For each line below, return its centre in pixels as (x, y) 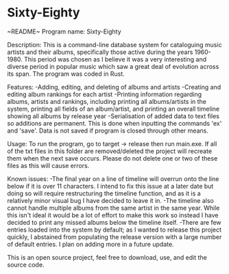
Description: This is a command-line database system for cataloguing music (114, 44)
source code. (26, 264)
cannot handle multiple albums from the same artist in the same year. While (113, 208)
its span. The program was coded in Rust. (66, 74)
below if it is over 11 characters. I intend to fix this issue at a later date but (110, 186)
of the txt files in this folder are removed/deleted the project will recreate (110, 151)
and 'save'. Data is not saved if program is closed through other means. (108, 131)
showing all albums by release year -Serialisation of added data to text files (113, 116)
